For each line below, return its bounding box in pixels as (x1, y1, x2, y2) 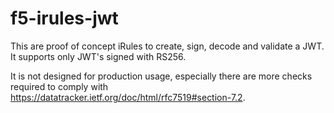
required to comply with (10, 80, 109, 92)
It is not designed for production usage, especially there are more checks (10, 70, 313, 82)
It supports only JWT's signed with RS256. (10, 50, 187, 62)
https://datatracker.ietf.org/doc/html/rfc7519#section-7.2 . (10, 91, 246, 103)
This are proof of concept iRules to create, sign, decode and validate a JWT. (10, 40, 325, 52)
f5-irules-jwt (10, 7, 119, 30)
